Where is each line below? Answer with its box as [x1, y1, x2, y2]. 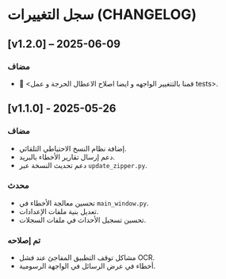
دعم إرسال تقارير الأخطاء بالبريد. [18, 152, 116, 162]
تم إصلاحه [7, 235, 41, 246]
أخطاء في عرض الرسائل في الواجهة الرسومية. [18, 262, 156, 271]
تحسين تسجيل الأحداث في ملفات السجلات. [18, 215, 147, 224]
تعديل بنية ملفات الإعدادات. [18, 206, 99, 216]
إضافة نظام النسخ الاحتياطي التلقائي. [18, 143, 128, 153]
